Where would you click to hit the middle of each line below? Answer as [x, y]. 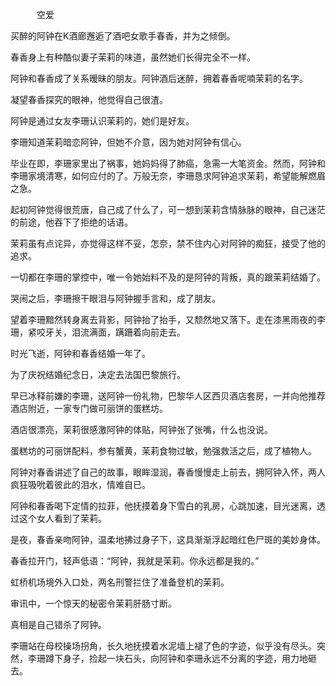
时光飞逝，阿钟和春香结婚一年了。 [80, 353]
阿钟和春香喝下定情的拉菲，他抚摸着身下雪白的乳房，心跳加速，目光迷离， [163, 506]
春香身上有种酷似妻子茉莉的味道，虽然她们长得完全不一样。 [133, 57]
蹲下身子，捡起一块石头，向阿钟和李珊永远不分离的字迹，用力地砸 [180, 658]
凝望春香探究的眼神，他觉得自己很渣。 [89, 99]
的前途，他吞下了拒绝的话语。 [71, 222]
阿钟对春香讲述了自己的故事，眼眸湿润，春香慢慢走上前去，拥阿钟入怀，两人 [168, 472]
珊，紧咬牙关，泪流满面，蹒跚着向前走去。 [98, 332]
